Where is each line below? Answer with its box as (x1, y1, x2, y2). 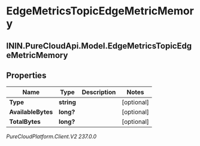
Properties (6, 70, 47, 80)
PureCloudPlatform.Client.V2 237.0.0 (6, 133, 97, 140)
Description (81, 88, 116, 96)
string (59, 98, 76, 107)
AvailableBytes (9, 108, 53, 116)
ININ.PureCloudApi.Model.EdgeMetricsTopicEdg (6, 41, 192, 51)
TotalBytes (9, 118, 41, 126)
